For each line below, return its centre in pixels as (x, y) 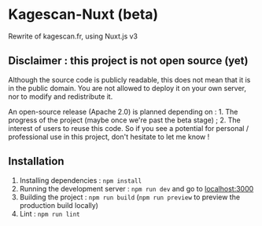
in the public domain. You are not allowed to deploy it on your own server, (127, 88)
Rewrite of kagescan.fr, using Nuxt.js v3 (73, 36)
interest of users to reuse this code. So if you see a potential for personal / (129, 128)
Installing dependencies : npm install (81, 180)
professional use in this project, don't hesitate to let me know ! (109, 137)
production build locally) (59, 205)
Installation (36, 161)
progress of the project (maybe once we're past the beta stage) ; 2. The (125, 120)
